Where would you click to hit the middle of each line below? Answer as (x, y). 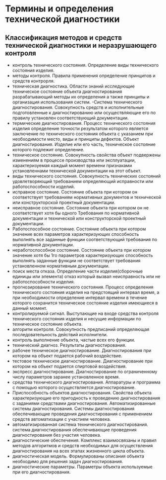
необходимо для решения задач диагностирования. (68, 461)
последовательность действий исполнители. (60, 335)
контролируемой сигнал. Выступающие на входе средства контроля (85, 313)
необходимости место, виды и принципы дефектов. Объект (76, 139)
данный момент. (30, 308)
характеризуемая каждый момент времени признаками (72, 165)
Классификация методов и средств (64, 38)
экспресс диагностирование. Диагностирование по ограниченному (85, 372)
